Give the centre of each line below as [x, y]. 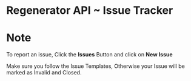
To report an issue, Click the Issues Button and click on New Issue [89, 55]
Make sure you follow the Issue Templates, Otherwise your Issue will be [95, 66]
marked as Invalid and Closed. [44, 73]
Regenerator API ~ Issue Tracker [90, 10]
